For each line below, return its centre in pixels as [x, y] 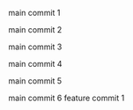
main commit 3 [35, 47]
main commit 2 [35, 29]
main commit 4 [35, 64]
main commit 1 [34, 13]
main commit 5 [35, 81]
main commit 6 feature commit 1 [66, 98]
